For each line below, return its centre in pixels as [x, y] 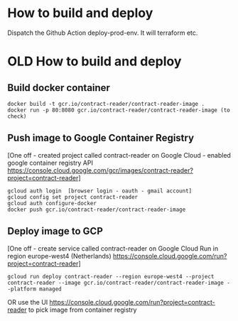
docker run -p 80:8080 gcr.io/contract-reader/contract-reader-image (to [119, 110]
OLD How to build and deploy [94, 61]
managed [50, 289]
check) [17, 116]
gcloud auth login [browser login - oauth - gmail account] [100, 191]
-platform [22, 289]
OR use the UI [28, 302]
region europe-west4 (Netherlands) [59, 256]
